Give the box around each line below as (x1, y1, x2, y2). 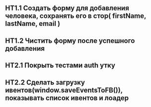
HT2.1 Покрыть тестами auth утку (5, 61, 116, 70)
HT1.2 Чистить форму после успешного (5, 36, 135, 45)
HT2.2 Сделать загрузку (5, 78, 85, 87)
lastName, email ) (5, 19, 61, 28)
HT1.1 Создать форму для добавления (5, 4, 129, 12)
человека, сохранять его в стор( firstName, (5, 12, 147, 20)
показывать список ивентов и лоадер (5, 94, 129, 102)
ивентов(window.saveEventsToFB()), (5, 86, 123, 94)
